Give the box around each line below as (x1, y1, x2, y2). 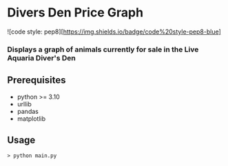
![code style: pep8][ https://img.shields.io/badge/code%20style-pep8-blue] (7, 27, 222, 36)
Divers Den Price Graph (7, 5, 143, 21)
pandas (17, 107, 39, 115)
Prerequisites (7, 74, 66, 86)
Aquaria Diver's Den (7, 53, 76, 62)
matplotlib (17, 115, 46, 123)
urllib (17, 99, 32, 108)
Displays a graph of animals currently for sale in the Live (7, 45, 199, 54)
